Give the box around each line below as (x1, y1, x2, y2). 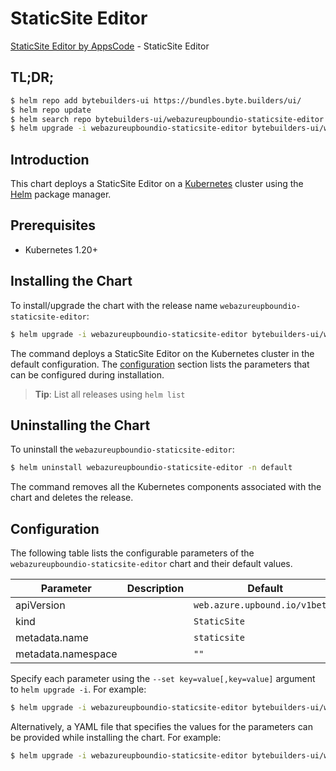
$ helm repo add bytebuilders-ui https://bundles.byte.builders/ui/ (10, 95, 302, 106)
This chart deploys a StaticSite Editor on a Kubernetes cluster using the (10, 178, 304, 190)
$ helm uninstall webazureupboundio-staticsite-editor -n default (10, 463, 293, 473)
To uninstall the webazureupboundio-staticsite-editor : (10, 443, 235, 456)
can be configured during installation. (10, 368, 165, 381)
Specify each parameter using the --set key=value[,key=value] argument (10, 673, 316, 685)
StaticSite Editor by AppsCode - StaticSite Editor (10, 40, 210, 52)
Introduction (10, 151, 90, 168)
